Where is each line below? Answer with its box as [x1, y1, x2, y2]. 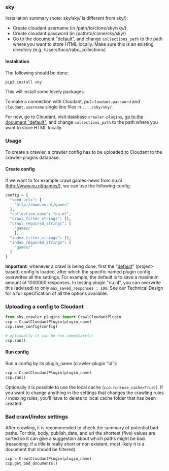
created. [5, 400, 23, 406]
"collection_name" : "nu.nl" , [10, 211, 72, 217]
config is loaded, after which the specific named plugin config [21, 269, 151, 275]
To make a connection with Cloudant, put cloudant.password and [5, 98, 141, 105]
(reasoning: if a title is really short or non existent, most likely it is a [5, 441, 145, 447]
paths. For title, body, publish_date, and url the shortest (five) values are [5, 430, 156, 436]
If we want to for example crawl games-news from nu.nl [5, 177, 122, 183]
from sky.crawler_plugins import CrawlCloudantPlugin [5, 315, 122, 320]
